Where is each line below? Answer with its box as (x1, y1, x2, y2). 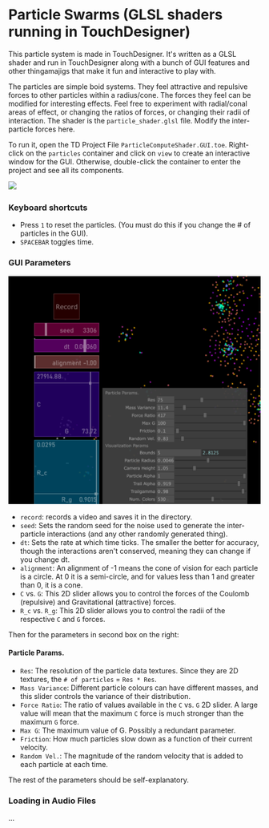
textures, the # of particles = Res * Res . (19, 674, 158, 684)
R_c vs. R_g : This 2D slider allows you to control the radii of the (19, 605, 226, 615)
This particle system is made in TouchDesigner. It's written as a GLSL (8, 49, 237, 59)
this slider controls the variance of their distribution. (19, 691, 191, 701)
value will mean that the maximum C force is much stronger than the (19, 708, 244, 718)
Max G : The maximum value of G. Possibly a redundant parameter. (19, 725, 236, 735)
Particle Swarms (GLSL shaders (8, 6, 223, 24)
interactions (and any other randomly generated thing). (46, 529, 228, 539)
